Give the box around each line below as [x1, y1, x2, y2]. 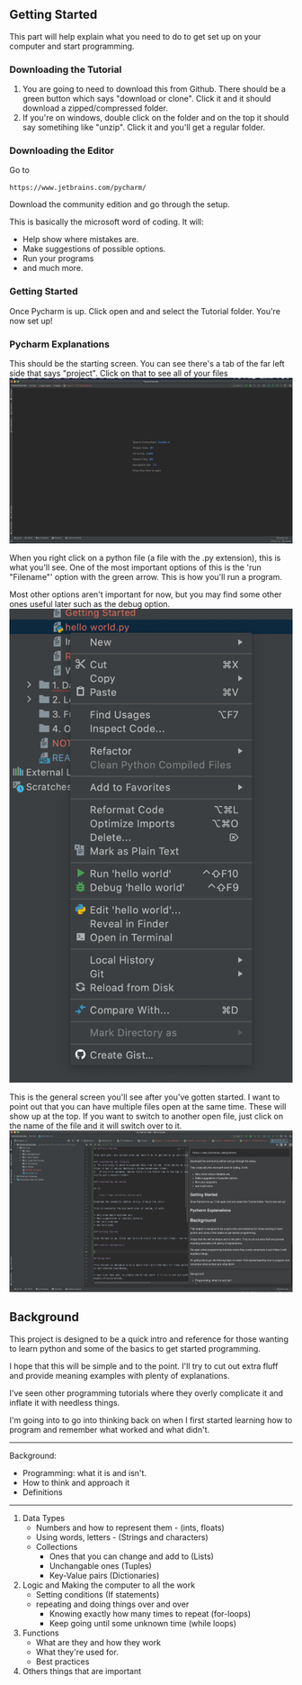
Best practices [35, 1656, 90, 1667]
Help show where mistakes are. [22, 234, 139, 245]
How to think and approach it [22, 1477, 130, 1488]
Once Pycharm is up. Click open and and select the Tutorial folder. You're [9, 305, 281, 316]
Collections [35, 1541, 78, 1552]
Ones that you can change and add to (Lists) [49, 1551, 214, 1562]
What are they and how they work [35, 1636, 162, 1647]
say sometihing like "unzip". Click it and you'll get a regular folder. [22, 122, 266, 133]
